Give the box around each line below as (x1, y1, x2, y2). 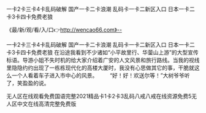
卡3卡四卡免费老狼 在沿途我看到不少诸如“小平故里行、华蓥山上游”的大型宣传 (6, 49, 199, 56)
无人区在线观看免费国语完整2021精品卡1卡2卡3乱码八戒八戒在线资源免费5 (6, 93, 192, 99)
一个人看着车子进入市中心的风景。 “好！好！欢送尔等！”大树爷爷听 (11, 72, 190, 79)
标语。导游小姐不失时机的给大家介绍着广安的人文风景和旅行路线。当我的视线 (6, 56, 200, 63)
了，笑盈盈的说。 (6, 79, 50, 87)
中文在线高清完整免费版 (17, 100, 77, 107)
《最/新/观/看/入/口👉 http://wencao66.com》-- (6, 26, 123, 33)
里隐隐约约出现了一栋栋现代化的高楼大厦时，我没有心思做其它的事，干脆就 (6, 64, 194, 71)
